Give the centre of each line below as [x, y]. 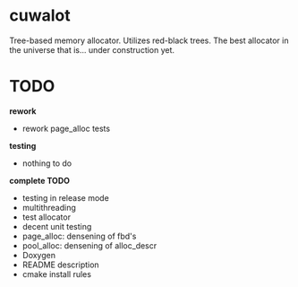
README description [61, 265]
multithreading [49, 207]
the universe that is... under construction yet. [92, 49]
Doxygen [39, 255]
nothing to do [47, 163]
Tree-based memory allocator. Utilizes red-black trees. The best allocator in [149, 40]
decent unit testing [57, 226]
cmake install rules [57, 274]
